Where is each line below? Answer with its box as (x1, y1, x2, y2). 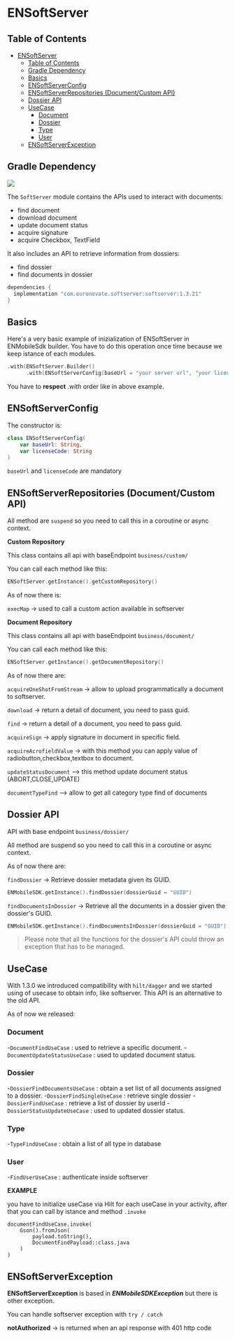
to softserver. (7, 692, 45, 700)
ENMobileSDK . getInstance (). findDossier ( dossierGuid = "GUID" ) (7, 888, 192, 896)
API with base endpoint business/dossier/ (7, 827, 129, 835)
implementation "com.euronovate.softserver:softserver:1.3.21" (13, 290, 201, 297)
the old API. (7, 996, 41, 1005)
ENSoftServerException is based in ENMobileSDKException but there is (7, 1289, 218, 1298)
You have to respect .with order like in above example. (7, 383, 164, 390)
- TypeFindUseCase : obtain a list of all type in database (7, 1140, 162, 1148)
